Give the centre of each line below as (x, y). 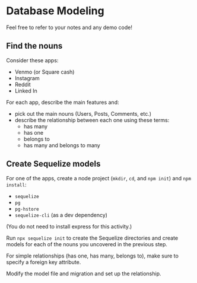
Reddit (23, 84)
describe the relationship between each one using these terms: (92, 120)
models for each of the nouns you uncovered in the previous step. (87, 244)
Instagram (27, 78)
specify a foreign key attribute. (44, 262)
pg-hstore (27, 209)
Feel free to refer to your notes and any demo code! (69, 27)
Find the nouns (34, 46)
